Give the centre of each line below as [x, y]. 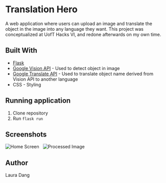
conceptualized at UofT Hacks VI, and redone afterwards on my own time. [83, 34]
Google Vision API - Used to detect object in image [66, 68]
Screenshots [26, 134]
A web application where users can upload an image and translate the [79, 24]
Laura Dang [17, 175]
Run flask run [28, 118]
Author [17, 163]
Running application [38, 101]
